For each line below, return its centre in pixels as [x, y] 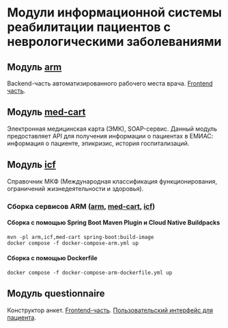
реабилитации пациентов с [89, 27]
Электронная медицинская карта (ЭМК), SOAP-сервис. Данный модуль [112, 129]
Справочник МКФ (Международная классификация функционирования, [112, 181]
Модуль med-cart [46, 112]
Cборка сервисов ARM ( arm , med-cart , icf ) [81, 206]
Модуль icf [31, 165]
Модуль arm [34, 67]
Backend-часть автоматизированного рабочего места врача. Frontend [110, 83]
